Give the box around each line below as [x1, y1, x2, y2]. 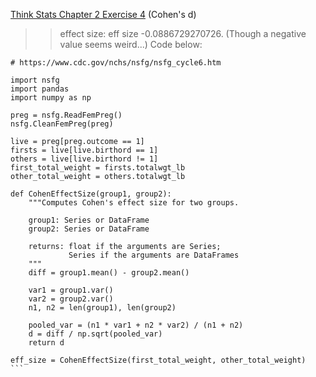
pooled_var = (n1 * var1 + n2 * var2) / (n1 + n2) [28, 320, 244, 330]
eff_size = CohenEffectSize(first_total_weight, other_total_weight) [10, 355, 307, 365]
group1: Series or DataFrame [28, 215, 150, 225]
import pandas [10, 84, 70, 94]
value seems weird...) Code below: [59, 39, 203, 50]
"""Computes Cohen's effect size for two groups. [28, 198, 240, 208]
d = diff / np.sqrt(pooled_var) [28, 329, 163, 339]
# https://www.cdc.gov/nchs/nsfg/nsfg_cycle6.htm [10, 58, 222, 68]
